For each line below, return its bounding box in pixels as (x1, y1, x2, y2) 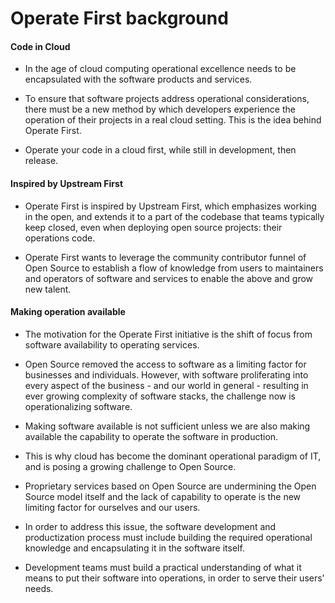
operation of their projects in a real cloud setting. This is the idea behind (24, 114, 322, 126)
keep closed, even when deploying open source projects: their (24, 221, 283, 233)
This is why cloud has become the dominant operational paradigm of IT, (24, 450, 322, 462)
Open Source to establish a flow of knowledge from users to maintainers (24, 262, 324, 274)
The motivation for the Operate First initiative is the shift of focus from (24, 328, 313, 340)
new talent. (24, 283, 72, 295)
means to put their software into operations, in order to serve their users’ (24, 572, 325, 584)
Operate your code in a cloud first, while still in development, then (24, 144, 297, 156)
